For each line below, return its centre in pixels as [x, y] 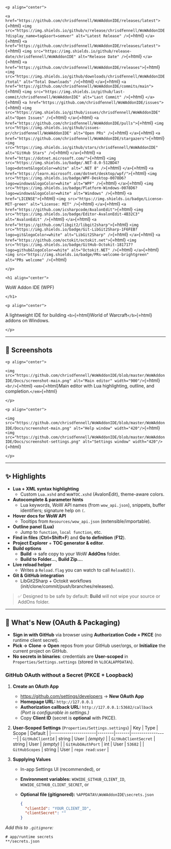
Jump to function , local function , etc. [61, 532]
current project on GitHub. [40, 651]
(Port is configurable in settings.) [55, 712]
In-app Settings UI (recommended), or [60, 769]
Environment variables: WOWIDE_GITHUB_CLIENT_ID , [73, 779]
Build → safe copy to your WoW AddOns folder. [70, 554]
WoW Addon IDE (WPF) [30, 287]
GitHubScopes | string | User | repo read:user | [61, 749]
